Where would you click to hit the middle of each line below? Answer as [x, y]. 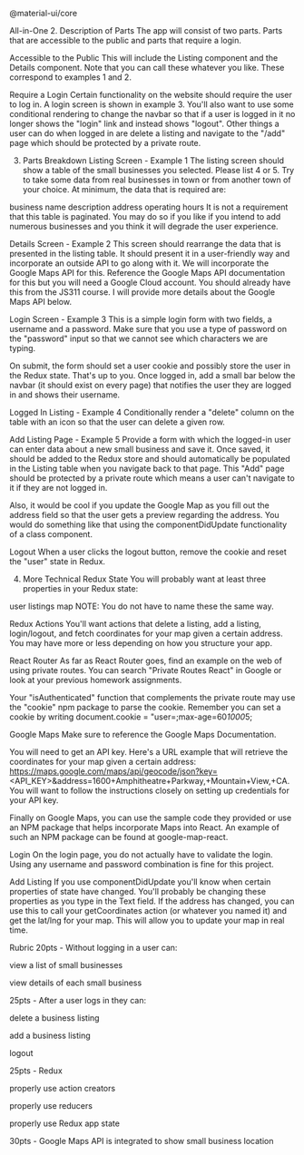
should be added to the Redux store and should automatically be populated [150, 459]
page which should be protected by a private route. [105, 143]
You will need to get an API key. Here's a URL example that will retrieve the [149, 752]
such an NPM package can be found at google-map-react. [119, 837]
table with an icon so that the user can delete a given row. [117, 422]
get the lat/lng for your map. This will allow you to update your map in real [147, 920]
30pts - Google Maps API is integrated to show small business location [142, 1141]
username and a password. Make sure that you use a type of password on [148, 329]
